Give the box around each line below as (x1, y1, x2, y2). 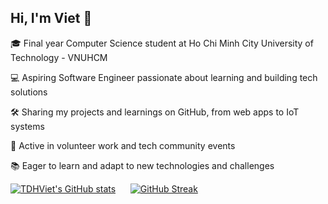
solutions (10, 86, 48, 98)
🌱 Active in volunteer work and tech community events (10, 139, 236, 151)
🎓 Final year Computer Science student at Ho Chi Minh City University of (10, 37, 314, 49)
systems (10, 120, 45, 132)
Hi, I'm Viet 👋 (10, 10, 93, 27)
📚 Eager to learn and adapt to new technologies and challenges (10, 159, 275, 171)
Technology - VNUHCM (10, 51, 108, 63)
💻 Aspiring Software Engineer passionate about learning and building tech (10, 71, 318, 83)
